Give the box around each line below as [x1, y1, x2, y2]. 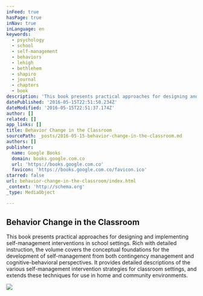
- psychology [11, 37, 45, 43]
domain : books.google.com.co [11, 155, 85, 161]
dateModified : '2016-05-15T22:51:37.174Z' [6, 104, 115, 111]
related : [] [6, 116, 36, 122]
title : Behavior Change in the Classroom [6, 127, 112, 133]
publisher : [6, 144, 34, 150]
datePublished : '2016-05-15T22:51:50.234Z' [6, 99, 118, 105]
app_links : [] [6, 122, 42, 128]
